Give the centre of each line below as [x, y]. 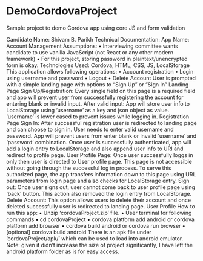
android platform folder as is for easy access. [63, 251]
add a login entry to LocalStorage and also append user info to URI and [95, 149]
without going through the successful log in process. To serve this [89, 168]
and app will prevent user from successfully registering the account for [95, 97]
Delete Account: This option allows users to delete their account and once [99, 200]
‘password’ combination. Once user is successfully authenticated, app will [99, 142]
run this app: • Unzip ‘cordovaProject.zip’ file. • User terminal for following [99, 213]
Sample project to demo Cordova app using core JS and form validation [96, 28]
